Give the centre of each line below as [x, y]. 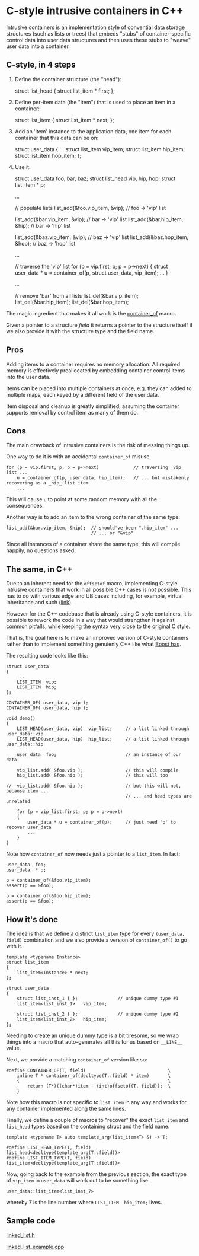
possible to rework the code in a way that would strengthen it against [90, 620]
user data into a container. [38, 46]
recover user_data [29, 828]
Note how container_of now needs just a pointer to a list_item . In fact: [93, 854]
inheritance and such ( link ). [39, 603]
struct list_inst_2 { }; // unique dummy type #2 [98, 1014]
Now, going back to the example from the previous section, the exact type [96, 1174]
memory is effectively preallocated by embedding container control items [96, 370]
